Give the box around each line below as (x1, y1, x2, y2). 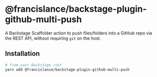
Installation (5, 50, 40, 58)
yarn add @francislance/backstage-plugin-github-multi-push (5, 67, 130, 72)
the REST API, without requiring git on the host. (5, 35, 101, 41)
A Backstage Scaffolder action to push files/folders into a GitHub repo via (5, 30, 153, 36)
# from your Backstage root (5, 62, 62, 67)
